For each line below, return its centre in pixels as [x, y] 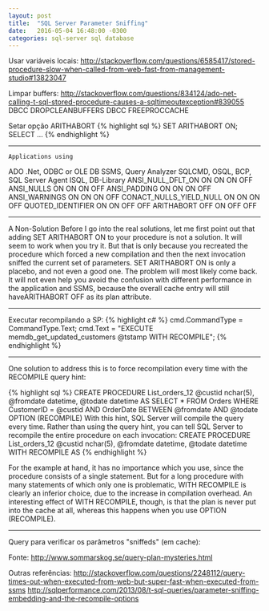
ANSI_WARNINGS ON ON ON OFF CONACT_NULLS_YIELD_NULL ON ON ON [134, 197]
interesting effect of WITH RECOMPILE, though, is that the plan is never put [132, 502]
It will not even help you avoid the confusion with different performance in [130, 280]
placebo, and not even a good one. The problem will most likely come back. [133, 271]
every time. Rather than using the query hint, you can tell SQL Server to [126, 427]
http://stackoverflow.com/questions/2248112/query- [159, 573]
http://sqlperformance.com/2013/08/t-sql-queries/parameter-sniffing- [143, 590]
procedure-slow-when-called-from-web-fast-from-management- [117, 70]
